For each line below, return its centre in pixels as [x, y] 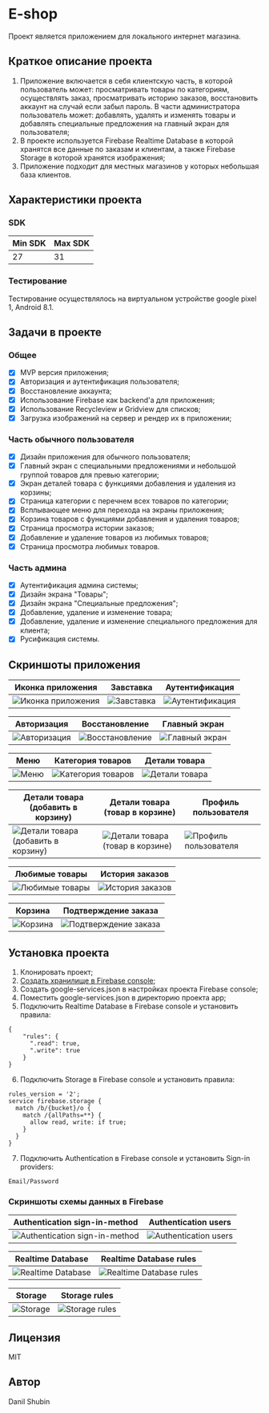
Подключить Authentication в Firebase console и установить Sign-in [135, 1158]
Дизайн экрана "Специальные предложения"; [99, 604]
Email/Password [34, 1181]
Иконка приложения [56, 687]
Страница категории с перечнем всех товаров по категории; [124, 501]
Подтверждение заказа [110, 910]
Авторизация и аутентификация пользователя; [100, 381]
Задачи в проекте [55, 333]
